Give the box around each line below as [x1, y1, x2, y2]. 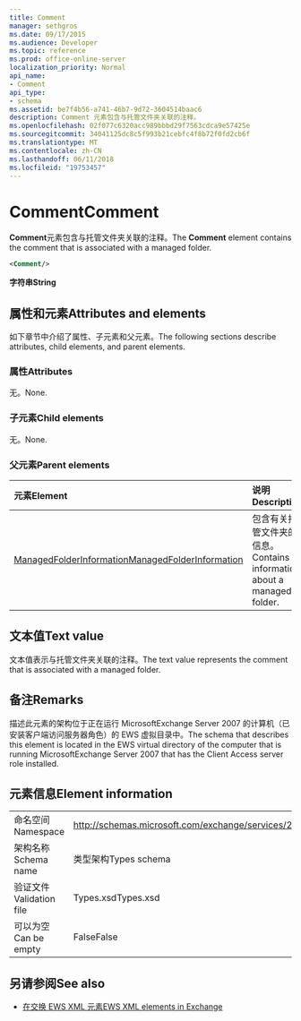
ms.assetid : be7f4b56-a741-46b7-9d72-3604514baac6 [9, 105, 202, 114]
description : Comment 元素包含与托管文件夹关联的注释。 [9, 113, 201, 122]
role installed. [9, 758, 60, 768]
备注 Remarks [9, 692, 84, 708]
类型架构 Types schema [73, 853, 171, 865]
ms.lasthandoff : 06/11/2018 [9, 154, 115, 164]
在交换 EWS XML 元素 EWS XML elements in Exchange [21, 1001, 223, 1012]
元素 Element [13, 489, 68, 502]
